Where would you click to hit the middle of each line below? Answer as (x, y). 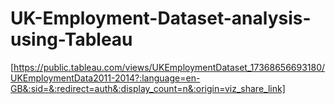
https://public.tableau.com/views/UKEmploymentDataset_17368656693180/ (169, 67)
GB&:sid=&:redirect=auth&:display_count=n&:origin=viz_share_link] (148, 88)
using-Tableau (71, 39)
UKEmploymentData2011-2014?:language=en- (105, 78)
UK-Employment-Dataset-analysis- (161, 18)
